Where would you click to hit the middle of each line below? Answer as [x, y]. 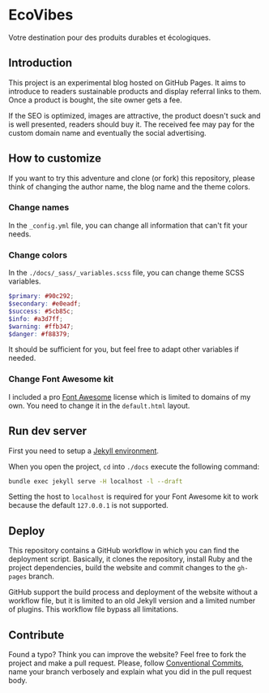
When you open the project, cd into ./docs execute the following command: [134, 466]
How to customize [55, 159]
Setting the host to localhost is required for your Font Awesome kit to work [134, 496]
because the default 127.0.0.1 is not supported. [88, 505]
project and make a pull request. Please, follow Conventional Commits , [126, 663]
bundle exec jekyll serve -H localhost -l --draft [96, 481]
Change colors [38, 255]
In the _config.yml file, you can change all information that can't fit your [128, 225]
